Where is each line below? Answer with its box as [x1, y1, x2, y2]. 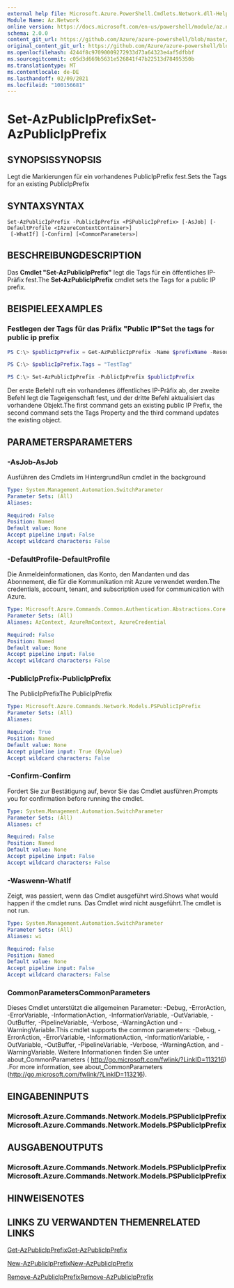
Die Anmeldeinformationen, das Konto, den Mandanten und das [7, 570, 189, 578]
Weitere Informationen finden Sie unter [58, 1048, 169, 1057]
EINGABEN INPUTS [7, 1090, 89, 1102]
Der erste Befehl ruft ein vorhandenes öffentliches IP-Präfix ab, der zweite [7, 386, 220, 394]
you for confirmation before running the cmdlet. [7, 794, 144, 802]
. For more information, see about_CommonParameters [7, 1063, 163, 1071]
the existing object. [7, 416, 63, 424]
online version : [7, 23, 54, 30]
